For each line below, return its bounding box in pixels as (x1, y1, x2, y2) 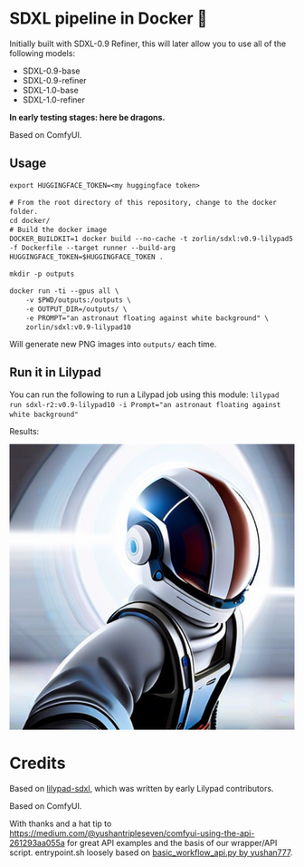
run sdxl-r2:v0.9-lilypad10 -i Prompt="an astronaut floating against (9, 400, 281, 409)
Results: (9, 425, 40, 436)
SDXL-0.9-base (22, 65, 81, 76)
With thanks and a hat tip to (9, 818, 112, 829)
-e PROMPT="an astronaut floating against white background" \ (25, 313, 270, 323)
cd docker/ (9, 216, 51, 225)
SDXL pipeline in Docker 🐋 (9, 8, 208, 29)
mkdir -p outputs (9, 269, 75, 278)
